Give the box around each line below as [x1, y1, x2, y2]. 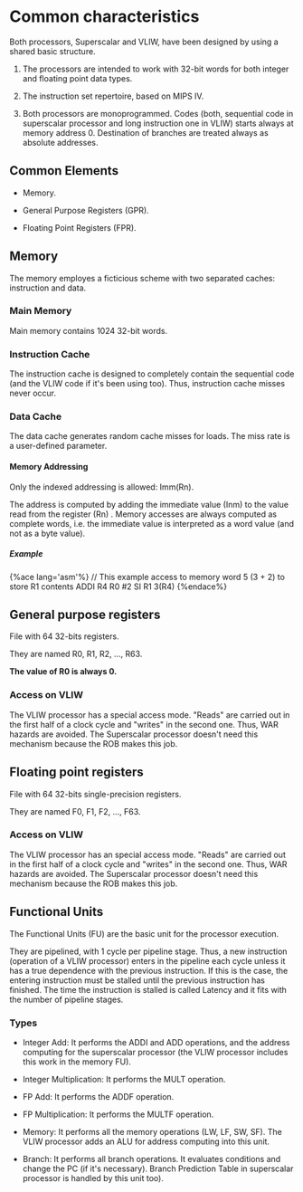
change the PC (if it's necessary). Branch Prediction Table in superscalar [22, 1163, 294, 1174]
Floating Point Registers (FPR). [22, 222, 137, 233]
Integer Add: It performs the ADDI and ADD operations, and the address [22, 1036, 290, 1047]
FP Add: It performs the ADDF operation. [22, 1091, 175, 1101]
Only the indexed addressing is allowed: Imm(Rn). [9, 482, 194, 492]
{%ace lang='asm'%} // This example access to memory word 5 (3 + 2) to [9, 571, 285, 582]
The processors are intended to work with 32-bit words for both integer [22, 63, 289, 74]
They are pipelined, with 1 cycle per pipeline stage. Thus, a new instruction [9, 946, 288, 957]
